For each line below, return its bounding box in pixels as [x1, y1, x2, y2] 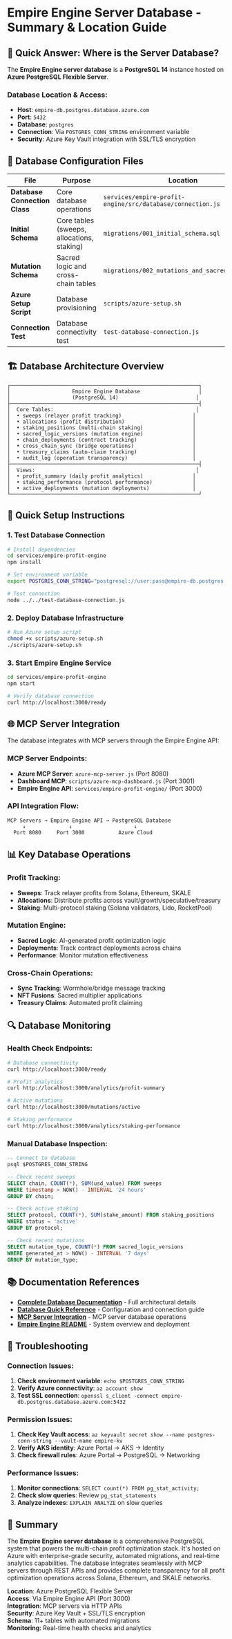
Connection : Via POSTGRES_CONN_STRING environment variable [17, 128, 190, 136]
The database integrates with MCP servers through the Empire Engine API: [7, 736, 220, 744]
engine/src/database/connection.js [103, 200, 221, 208]
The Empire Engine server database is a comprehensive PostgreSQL [7, 1537, 205, 1546]
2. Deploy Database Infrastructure [7, 613, 124, 623]
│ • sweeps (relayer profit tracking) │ [7, 412, 196, 419]
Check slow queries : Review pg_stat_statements [17, 1491, 157, 1499]
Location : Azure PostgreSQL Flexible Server [7, 1587, 133, 1595]
